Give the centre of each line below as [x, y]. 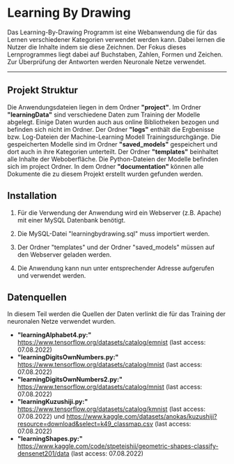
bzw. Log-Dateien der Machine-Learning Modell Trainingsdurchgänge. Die [114, 137]
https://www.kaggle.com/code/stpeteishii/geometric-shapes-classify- [118, 446]
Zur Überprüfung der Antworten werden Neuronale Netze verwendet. [107, 61]
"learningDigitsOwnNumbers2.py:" [70, 380]
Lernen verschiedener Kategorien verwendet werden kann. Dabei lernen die [116, 39]
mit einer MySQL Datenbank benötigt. [71, 220]
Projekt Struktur [43, 90]
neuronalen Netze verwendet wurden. [62, 322]
